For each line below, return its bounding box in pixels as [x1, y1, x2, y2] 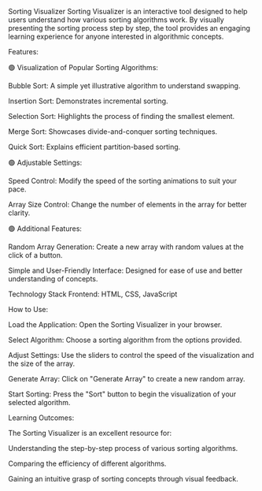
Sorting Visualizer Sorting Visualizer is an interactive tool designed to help [8, 7, 248, 16]
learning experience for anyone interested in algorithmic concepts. [8, 32, 224, 41]
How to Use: [8, 305, 49, 314]
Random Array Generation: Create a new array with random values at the [8, 242, 244, 251]
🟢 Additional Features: [8, 224, 83, 233]
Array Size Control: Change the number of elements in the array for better [8, 200, 248, 209]
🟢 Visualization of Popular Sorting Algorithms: [8, 63, 159, 72]
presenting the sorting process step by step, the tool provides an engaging [8, 24, 250, 32]
